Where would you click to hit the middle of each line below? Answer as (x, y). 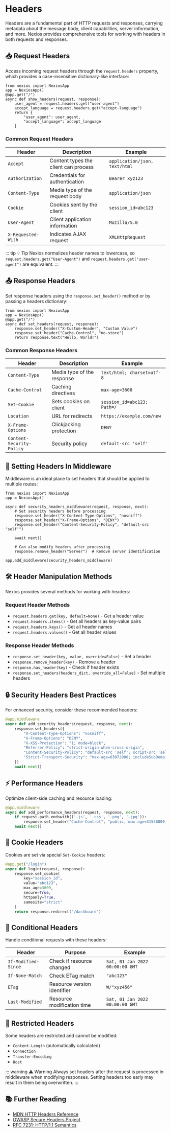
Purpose (75, 953)
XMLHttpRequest (127, 237)
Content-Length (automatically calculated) (56, 1046)
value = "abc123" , (41, 883)
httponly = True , (40, 897)
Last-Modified (25, 1002)
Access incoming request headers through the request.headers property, (82, 71)
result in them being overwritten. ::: (42, 1083)
